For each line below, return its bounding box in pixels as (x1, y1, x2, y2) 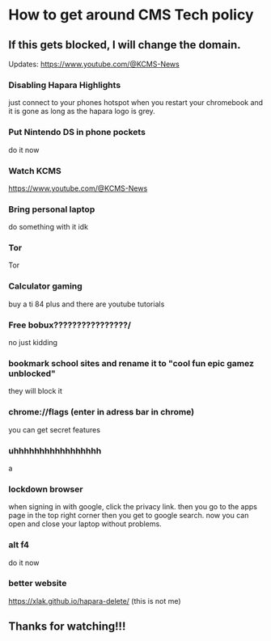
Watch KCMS (8, 165, 62, 176)
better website (8, 578, 67, 589)
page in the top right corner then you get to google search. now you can (8, 511, 249, 521)
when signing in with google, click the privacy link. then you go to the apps (8, 502, 257, 512)
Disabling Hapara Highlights (8, 79, 121, 91)
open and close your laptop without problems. (8, 519, 162, 529)
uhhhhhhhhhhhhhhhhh (8, 445, 102, 456)
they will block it (8, 386, 63, 396)
